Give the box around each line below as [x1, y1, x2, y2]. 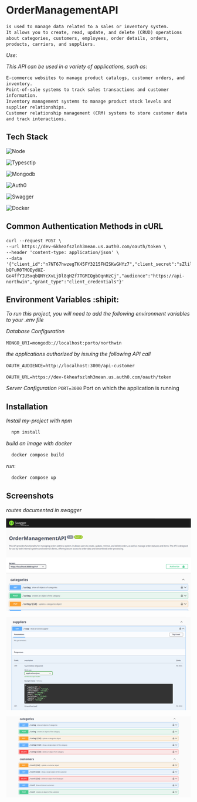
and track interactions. [6, 116, 67, 122]
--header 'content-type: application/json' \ [6, 249, 119, 255]
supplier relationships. [6, 104, 67, 110]
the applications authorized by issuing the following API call [6, 350, 151, 358]
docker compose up [11, 475, 57, 480]
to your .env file [6, 316, 44, 323]
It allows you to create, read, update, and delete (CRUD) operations [6, 29, 182, 35]
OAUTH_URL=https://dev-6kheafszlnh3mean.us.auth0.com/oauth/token [6, 374, 172, 380]
